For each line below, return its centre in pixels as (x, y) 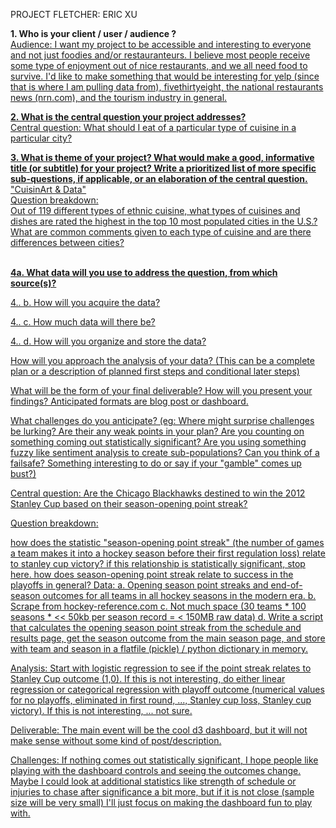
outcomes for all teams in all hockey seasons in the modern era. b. (179, 595)
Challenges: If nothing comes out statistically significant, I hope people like (164, 760)
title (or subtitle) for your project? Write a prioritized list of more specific (163, 168)
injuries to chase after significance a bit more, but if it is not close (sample (162, 792)
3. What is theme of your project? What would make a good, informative (162, 157)
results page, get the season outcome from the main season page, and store (168, 638)
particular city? (41, 138)
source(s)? (33, 283)
